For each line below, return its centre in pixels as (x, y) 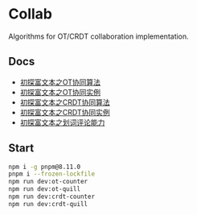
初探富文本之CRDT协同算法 (65, 102)
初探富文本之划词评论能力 (62, 122)
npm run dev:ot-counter (48, 182)
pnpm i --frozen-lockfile (51, 174)
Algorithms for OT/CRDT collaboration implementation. (98, 36)
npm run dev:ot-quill (45, 189)
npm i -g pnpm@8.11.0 (45, 167)
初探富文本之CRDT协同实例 (65, 112)
